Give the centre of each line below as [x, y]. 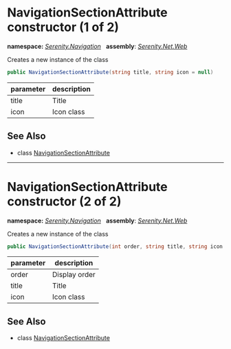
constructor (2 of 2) [64, 201]
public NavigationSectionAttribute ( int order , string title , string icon [115, 246]
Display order [74, 275]
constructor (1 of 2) [63, 27]
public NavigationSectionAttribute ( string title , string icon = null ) [110, 72]
